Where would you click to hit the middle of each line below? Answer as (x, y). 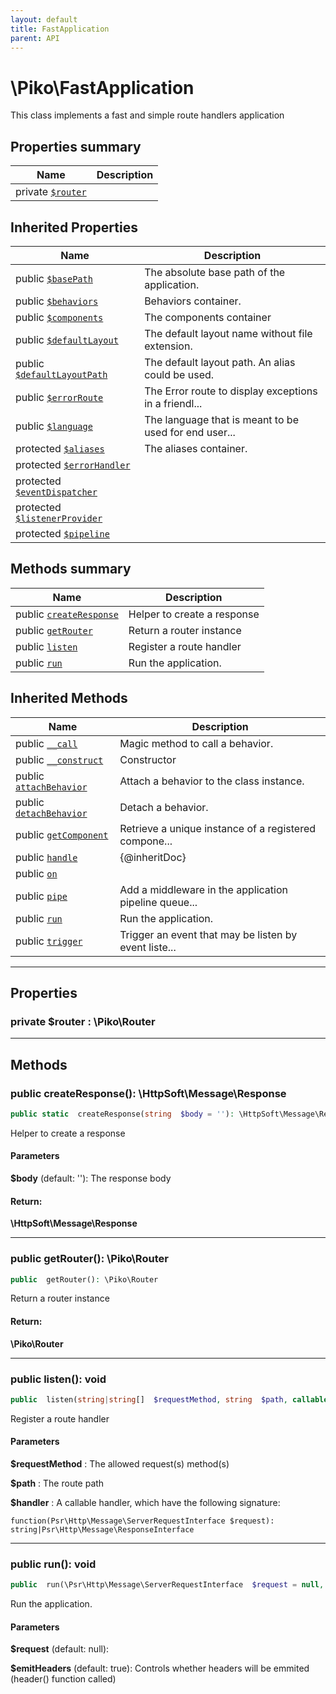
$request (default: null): (60, 1649)
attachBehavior (51, 787)
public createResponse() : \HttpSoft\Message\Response (148, 1093)
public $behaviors (57, 301)
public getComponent (62, 834)
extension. (168, 346)
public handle (46, 857)
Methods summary (71, 569)
